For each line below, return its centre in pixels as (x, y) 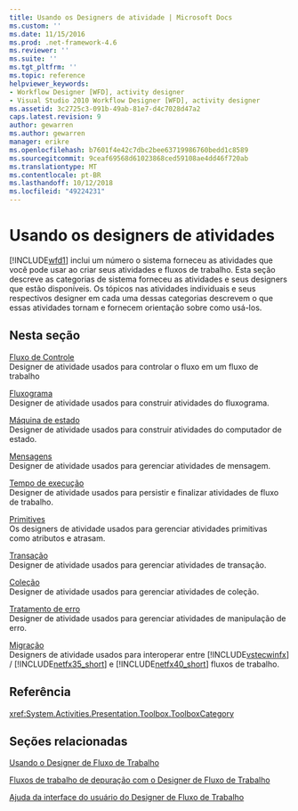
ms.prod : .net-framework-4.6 (63, 42)
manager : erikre (39, 142)
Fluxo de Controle (42, 356)
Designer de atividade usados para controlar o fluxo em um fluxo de (134, 366)
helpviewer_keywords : (49, 84)
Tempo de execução (47, 483)
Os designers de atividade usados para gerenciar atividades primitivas (138, 528)
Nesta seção (45, 336)
